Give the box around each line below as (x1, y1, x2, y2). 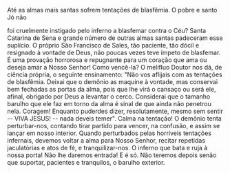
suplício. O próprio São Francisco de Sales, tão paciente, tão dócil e (7, 41, 200, 49)
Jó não (7, 13, 27, 21)
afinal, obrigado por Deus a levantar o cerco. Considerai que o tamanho (7, 92, 211, 101)
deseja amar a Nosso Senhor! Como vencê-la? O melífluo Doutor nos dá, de (7, 63, 222, 71)
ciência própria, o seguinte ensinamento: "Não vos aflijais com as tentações (7, 70, 222, 79)
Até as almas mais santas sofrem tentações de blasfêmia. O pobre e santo (7, 6, 218, 14)
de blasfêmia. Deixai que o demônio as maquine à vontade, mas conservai (7, 78, 218, 85)
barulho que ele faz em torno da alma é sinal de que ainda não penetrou (7, 100, 211, 108)
